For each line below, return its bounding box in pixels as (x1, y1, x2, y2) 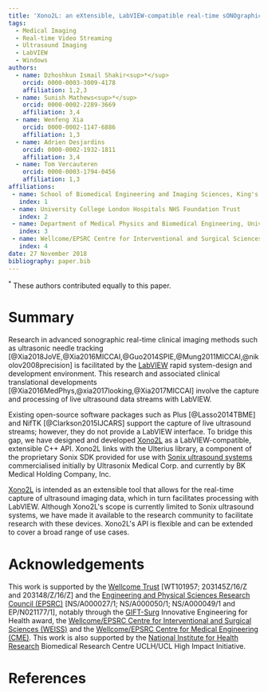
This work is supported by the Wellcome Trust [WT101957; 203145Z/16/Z (8, 582, 247, 592)
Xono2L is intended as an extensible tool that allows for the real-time (8, 485, 234, 494)
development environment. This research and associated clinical (8, 369, 221, 378)
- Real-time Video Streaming (15, 34, 112, 42)
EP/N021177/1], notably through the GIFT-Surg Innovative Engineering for (8, 607, 248, 617)
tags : (8, 19, 26, 27)
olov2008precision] (8, 361, 73, 370)
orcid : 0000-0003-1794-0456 (22, 168, 116, 176)
